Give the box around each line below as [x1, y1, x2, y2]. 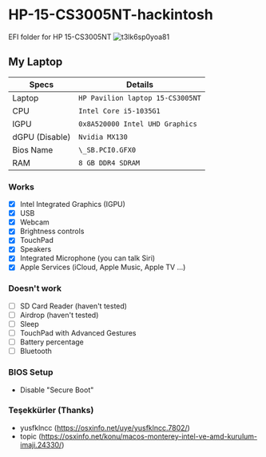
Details [126, 78, 154, 89]
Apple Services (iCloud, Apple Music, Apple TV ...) [19, 262, 186, 272]
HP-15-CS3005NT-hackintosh [8, 6, 213, 24]
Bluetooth [19, 346, 52, 356]
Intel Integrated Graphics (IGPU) [19, 200, 126, 209]
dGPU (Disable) [12, 131, 71, 142]
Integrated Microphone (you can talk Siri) [19, 253, 156, 263]
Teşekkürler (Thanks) [8, 405, 94, 416]
